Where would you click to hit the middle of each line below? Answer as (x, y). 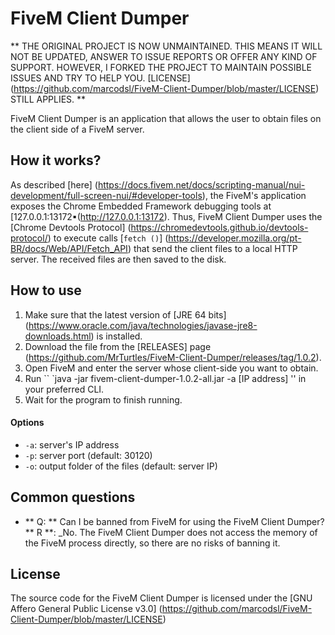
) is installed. (116, 336)
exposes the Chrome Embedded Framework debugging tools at (141, 206)
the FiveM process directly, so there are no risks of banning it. (152, 543)
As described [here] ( (54, 184)
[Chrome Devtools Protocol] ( (71, 227)
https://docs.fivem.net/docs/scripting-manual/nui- (201, 184)
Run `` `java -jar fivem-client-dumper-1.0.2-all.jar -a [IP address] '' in (165, 378)
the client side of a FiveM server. (77, 129)
